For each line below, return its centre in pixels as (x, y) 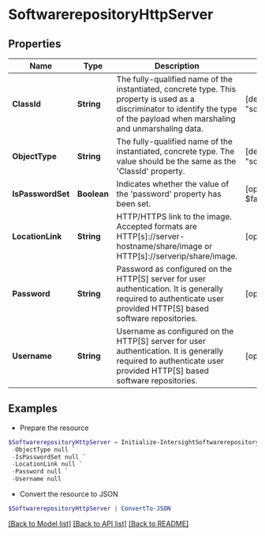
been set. (134, 204)
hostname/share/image (159, 246)
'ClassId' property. (151, 171)
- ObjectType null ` (44, 449)
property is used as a (155, 99)
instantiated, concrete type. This (176, 89)
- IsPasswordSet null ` (49, 457)
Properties (35, 44)
